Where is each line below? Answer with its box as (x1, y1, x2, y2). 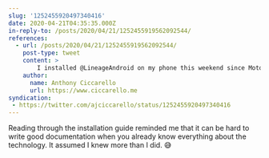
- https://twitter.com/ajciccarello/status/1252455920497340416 (11, 101, 231, 109)
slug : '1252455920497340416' (8, 11, 106, 20)
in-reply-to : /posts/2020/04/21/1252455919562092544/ (8, 26, 192, 34)
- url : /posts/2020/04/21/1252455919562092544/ (15, 42, 178, 50)
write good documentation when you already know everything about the (8, 132, 247, 141)
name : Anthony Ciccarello (29, 79, 116, 87)
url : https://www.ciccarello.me (29, 86, 138, 95)
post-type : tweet (22, 49, 81, 57)
